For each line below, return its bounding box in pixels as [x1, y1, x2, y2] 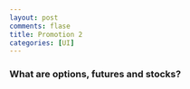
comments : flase [9, 22, 71, 31]
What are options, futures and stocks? [9, 68, 182, 81]
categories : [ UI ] [9, 38, 75, 48]
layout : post [9, 13, 59, 22]
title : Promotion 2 [9, 30, 83, 39]
